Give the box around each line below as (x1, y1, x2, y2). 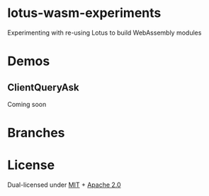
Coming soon (7, 100, 47, 108)
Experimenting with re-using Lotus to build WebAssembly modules (7, 28, 202, 37)
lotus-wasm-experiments (7, 5, 162, 21)
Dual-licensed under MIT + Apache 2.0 (7, 180, 122, 189)
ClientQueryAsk (7, 81, 79, 93)
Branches (7, 125, 65, 141)
